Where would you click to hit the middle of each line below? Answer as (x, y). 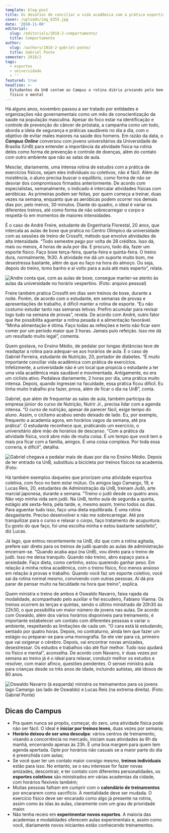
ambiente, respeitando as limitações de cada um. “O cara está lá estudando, (84, 626)
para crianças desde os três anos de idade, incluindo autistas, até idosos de (84, 669)
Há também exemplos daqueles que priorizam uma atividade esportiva (78, 477)
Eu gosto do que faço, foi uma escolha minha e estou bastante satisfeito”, (81, 526)
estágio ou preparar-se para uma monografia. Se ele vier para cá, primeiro (82, 637)
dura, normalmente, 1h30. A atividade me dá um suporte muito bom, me (79, 257)
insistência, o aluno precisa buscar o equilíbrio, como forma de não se (78, 178)
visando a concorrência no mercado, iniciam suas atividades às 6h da (85, 739)
